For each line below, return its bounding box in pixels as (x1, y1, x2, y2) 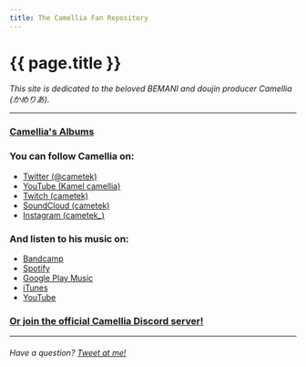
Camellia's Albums (9, 125, 95, 138)
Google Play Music (22, 273, 94, 284)
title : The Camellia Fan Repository (9, 13, 148, 23)
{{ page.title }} (9, 52, 122, 73)
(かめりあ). (9, 93, 50, 105)
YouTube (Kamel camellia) (22, 180, 121, 192)
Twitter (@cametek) (22, 171, 97, 182)
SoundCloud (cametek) (22, 200, 110, 211)
